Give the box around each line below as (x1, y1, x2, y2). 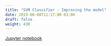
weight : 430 (5, 21, 30, 27)
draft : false (5, 17, 33, 22)
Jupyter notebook (5, 35, 42, 41)
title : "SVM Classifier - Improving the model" (5, 7, 107, 13)
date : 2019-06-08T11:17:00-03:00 (5, 12, 75, 17)
